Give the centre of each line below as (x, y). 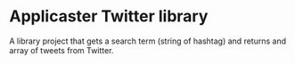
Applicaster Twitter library (109, 16)
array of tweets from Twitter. (61, 50)
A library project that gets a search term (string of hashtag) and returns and (148, 41)
